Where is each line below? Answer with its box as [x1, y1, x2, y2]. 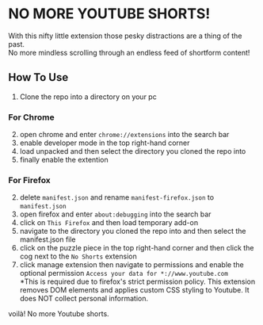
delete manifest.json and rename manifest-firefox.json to [19, 193, 215, 202]
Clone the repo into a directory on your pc [19, 92, 157, 101]
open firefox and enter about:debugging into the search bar [19, 209, 212, 219]
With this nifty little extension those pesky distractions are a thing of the [8, 31, 242, 40]
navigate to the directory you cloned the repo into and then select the [19, 227, 246, 236]
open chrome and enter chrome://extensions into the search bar [19, 130, 230, 140]
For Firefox [8, 174, 51, 185]
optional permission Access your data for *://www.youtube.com [19, 269, 228, 278]
